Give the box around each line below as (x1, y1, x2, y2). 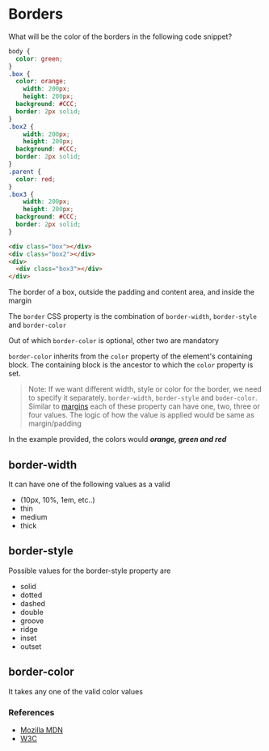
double (19, 607, 44, 617)
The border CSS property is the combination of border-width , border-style (8, 312, 257, 321)
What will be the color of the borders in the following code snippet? (8, 32, 233, 41)
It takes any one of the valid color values (8, 686, 144, 696)
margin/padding (27, 418, 82, 429)
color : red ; (15, 175, 57, 183)
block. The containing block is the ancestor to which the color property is (8, 360, 254, 370)
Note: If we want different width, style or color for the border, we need (27, 384, 263, 394)
